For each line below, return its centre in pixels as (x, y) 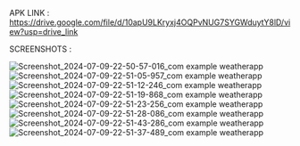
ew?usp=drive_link (44, 32)
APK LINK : (29, 13)
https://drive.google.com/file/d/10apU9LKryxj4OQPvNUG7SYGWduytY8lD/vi (150, 22)
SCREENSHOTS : (41, 49)
